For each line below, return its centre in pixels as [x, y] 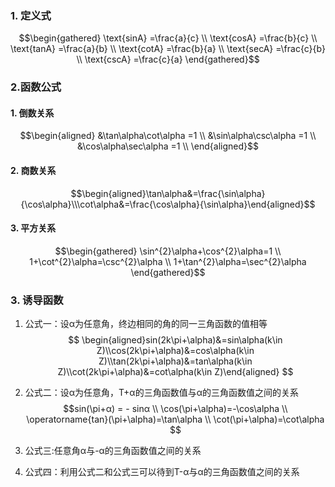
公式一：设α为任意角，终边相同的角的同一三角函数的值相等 [146, 324]
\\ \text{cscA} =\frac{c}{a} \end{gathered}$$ [168, 59]
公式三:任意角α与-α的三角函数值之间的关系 [113, 451]
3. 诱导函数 [37, 300]
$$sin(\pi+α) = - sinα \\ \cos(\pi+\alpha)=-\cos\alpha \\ [175, 409]
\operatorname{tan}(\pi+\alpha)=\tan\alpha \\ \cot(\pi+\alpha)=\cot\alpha [175, 419]
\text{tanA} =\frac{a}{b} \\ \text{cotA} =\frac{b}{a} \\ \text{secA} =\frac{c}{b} [168, 49]
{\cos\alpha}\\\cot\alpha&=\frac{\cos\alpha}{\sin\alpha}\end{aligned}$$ [168, 204]
